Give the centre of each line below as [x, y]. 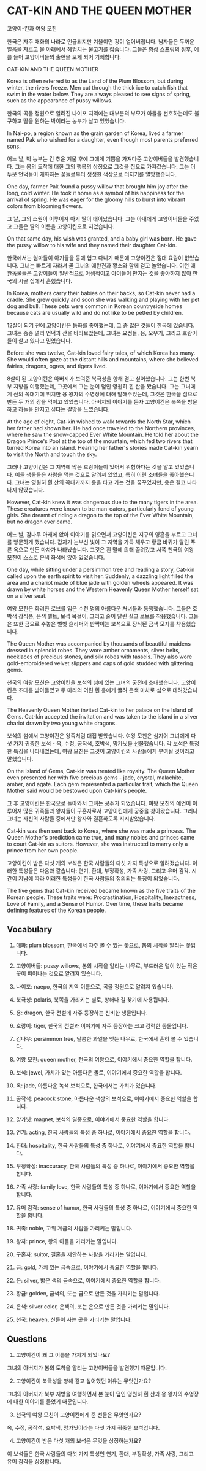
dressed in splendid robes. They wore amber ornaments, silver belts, [94, 650]
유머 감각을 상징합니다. [34, 1461]
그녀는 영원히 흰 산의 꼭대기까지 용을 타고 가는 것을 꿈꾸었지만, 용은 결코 [100, 482]
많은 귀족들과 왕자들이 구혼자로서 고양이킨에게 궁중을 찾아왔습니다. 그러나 [110, 811]
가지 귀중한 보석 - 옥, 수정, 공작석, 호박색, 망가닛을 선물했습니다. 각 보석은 [101, 743]
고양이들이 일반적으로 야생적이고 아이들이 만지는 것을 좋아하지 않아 [112, 273]
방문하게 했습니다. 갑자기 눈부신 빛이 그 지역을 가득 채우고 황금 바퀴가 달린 [101, 542]
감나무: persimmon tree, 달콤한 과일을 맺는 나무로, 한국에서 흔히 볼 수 [99, 1038]
